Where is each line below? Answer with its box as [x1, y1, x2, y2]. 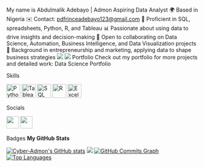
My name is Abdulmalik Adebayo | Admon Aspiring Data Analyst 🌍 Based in [6, 6, 198, 13]
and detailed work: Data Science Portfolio [6, 60, 111, 67]
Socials [6, 104, 25, 111]
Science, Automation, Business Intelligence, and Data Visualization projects [6, 40, 197, 47]
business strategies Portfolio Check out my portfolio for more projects [6, 54, 198, 61]
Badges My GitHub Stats [6, 135, 70, 142]
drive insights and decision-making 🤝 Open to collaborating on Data [6, 34, 178, 40]
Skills [6, 72, 20, 79]
